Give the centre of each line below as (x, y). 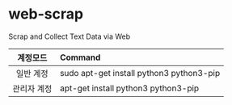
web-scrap (46, 14)
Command (80, 57)
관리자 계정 (32, 88)
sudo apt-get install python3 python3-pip (140, 73)
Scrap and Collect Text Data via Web (70, 36)
